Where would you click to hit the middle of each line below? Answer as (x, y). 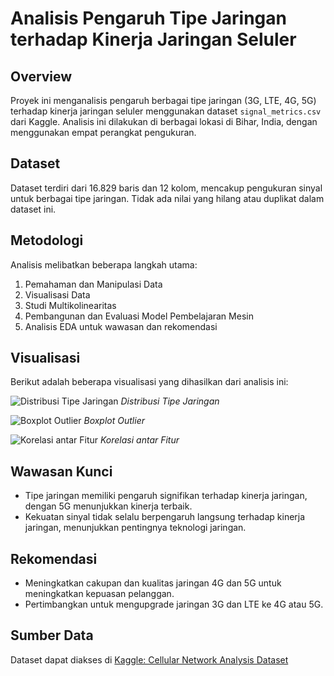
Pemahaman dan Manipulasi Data (93, 284)
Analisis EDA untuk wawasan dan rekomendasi (121, 326)
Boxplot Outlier (114, 421)
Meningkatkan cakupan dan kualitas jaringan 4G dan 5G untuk (153, 583)
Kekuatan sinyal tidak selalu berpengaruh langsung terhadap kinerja (165, 517)
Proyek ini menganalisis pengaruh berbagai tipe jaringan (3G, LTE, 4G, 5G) (163, 100)
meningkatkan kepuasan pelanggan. (99, 594)
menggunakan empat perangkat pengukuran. (103, 132)
